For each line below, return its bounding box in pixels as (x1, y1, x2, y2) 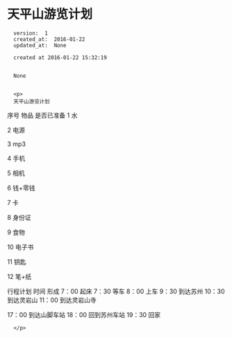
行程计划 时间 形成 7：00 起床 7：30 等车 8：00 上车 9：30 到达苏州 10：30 (7, 287, 225, 296)
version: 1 (13, 29, 49, 37)
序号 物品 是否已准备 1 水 (7, 111, 78, 119)
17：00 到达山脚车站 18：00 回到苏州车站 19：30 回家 (7, 310, 161, 319)
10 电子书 (7, 243, 34, 251)
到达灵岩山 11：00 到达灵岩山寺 (7, 296, 97, 304)
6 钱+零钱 (7, 184, 35, 192)
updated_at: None (13, 42, 67, 49)
